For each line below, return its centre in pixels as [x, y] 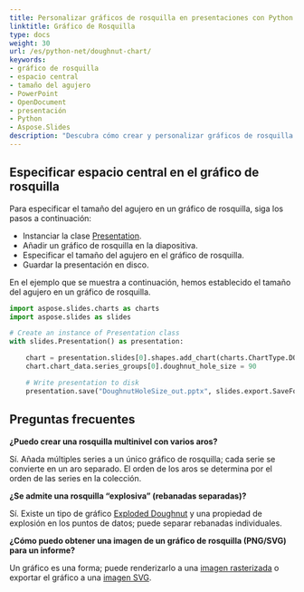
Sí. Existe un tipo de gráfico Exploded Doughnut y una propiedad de [136, 513]
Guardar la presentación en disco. [85, 265]
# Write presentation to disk [83, 383]
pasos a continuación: [51, 218]
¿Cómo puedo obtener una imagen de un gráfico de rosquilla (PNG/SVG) [148, 540]
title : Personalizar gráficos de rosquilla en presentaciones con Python [152, 18]
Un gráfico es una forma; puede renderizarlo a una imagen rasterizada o [144, 568]
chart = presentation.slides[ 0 [85, 358]
